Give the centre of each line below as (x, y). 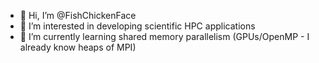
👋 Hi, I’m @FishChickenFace (78, 15)
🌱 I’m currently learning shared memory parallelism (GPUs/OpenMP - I (164, 36)
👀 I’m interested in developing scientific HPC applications (137, 26)
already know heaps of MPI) (78, 47)
